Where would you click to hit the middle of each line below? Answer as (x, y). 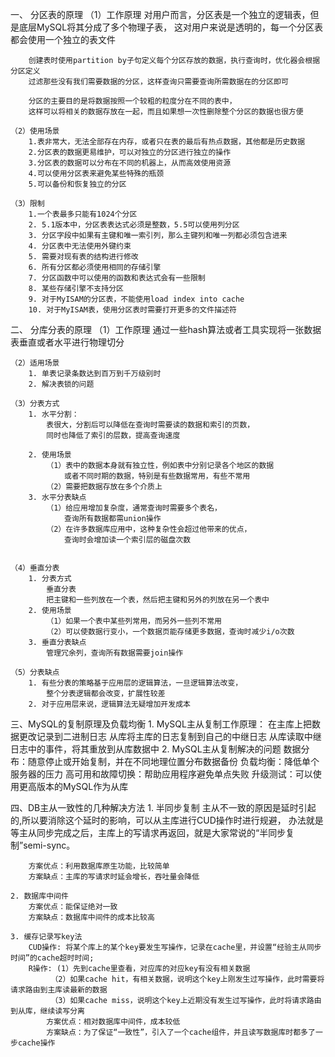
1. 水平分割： (54, 414)
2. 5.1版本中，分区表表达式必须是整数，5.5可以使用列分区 (134, 225)
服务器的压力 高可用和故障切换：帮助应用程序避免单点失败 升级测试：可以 (161, 774)
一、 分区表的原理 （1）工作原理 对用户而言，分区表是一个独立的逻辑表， (160, 14)
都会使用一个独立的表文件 (63, 39)
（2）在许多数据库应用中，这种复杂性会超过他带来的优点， (149, 529)
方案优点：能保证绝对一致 (73, 907)
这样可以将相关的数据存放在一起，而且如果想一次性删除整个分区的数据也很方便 (166, 112)
